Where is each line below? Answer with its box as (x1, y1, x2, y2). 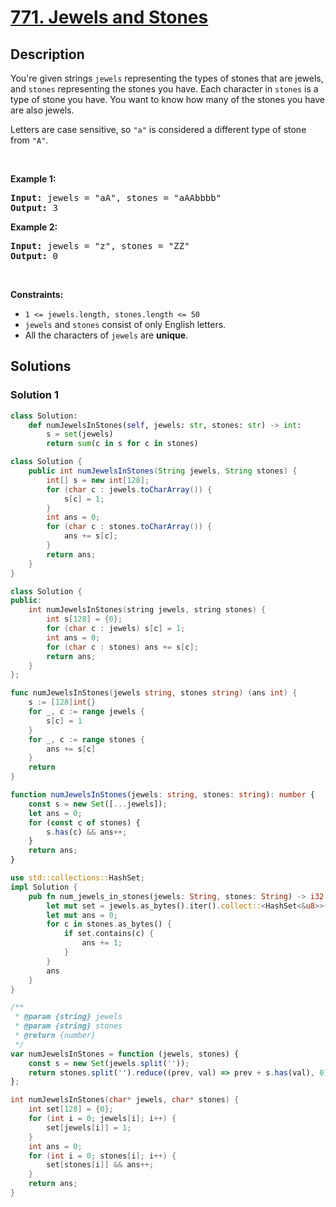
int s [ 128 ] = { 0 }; (46, 614, 123, 625)
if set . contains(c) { (63, 929, 155, 939)
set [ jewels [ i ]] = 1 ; (46, 1122, 132, 1133)
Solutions (10, 358, 72, 375)
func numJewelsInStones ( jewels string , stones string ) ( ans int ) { (10, 688, 298, 698)
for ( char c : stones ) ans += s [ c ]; (46, 642, 199, 652)
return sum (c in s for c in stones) (46, 439, 199, 449)
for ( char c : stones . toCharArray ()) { (46, 522, 213, 532)
